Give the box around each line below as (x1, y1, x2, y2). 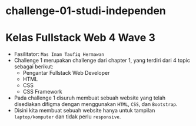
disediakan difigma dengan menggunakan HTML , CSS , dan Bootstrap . (14, 101, 178, 108)
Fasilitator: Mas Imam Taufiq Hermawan (14, 51, 104, 58)
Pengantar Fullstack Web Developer (22, 69, 110, 77)
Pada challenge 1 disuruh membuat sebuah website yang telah (14, 94, 166, 101)
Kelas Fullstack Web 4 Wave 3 (5, 31, 155, 45)
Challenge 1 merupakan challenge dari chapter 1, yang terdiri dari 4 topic (14, 57, 191, 64)
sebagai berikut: (14, 63, 54, 70)
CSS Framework (22, 88, 62, 95)
